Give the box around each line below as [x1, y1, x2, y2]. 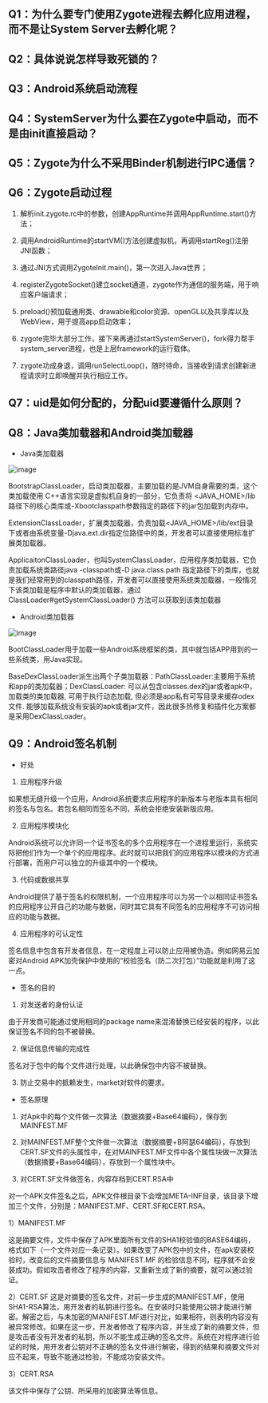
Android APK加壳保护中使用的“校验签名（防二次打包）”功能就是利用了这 [22, 955, 256, 965]
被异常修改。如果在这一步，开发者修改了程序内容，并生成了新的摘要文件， [8, 1321, 253, 1331]
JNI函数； [19, 245, 53, 255]
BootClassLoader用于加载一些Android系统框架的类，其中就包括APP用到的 [8, 644, 251, 654]
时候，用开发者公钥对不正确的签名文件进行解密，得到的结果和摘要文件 [22, 1341, 253, 1351]
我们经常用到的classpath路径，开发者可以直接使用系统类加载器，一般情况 [14, 575, 257, 584]
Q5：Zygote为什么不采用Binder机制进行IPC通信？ [8, 156, 257, 169]
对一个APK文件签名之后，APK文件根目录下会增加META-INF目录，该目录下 [8, 1190, 252, 1201]
